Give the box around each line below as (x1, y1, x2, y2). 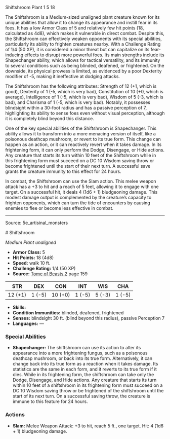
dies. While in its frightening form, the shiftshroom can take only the (12, 372, 154, 378)
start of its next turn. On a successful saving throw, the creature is (12, 393, 151, 399)
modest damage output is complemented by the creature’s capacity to (5, 195, 152, 200)
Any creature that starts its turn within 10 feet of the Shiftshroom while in (5, 152, 156, 158)
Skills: (12, 304, 26, 310)
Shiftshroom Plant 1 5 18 (5, 5, 55, 10)
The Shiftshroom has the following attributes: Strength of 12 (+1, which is (5, 83, 157, 89)
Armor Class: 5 (12, 249, 46, 255)
